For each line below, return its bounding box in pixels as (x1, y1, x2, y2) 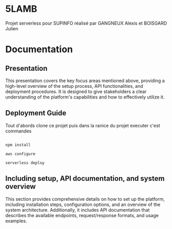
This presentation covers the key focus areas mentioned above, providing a (5, 78, 165, 84)
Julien (5, 25, 18, 31)
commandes (5, 128, 32, 134)
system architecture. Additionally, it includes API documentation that (5, 206, 150, 213)
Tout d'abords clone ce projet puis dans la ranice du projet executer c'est (5, 122, 160, 128)
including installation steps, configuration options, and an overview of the (5, 201, 161, 207)
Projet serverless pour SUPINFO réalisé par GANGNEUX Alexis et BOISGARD (5, 20, 167, 26)
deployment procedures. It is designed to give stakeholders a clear (5, 88, 147, 94)
